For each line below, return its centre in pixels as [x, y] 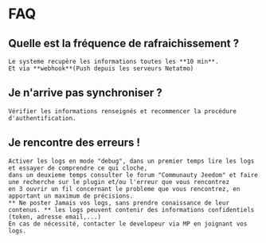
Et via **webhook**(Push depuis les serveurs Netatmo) [101, 69]
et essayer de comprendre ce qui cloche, [78, 168]
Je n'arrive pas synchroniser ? [85, 93]
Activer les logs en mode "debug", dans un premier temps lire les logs [131, 161]
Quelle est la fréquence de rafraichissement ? [124, 43]
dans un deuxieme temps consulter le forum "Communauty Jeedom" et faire [133, 175]
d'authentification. [43, 118]
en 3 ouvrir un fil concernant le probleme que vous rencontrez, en [124, 189]
